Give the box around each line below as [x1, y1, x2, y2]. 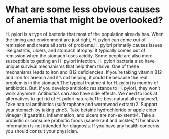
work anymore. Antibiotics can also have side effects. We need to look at [5, 90, 157, 96]
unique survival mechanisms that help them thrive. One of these [5, 63, 139, 69]
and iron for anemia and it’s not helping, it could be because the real [5, 74, 148, 80]
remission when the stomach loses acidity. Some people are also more [5, 52, 153, 59]
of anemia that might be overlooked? [5, 14, 163, 26]
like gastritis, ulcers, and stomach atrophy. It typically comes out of [5, 47, 146, 53]
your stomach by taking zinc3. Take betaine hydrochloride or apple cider [5, 107, 157, 113]
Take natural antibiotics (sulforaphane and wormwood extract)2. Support [5, 101, 158, 107]
